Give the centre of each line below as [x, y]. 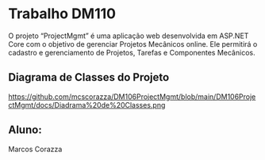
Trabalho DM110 [62, 14]
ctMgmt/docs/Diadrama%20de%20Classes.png [87, 105]
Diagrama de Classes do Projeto [89, 77]
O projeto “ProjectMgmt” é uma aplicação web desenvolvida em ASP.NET [129, 36]
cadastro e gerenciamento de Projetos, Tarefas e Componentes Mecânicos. [132, 52]
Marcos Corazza [35, 149]
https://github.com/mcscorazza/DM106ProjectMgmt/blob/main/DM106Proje [132, 97]
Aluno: [25, 130]
